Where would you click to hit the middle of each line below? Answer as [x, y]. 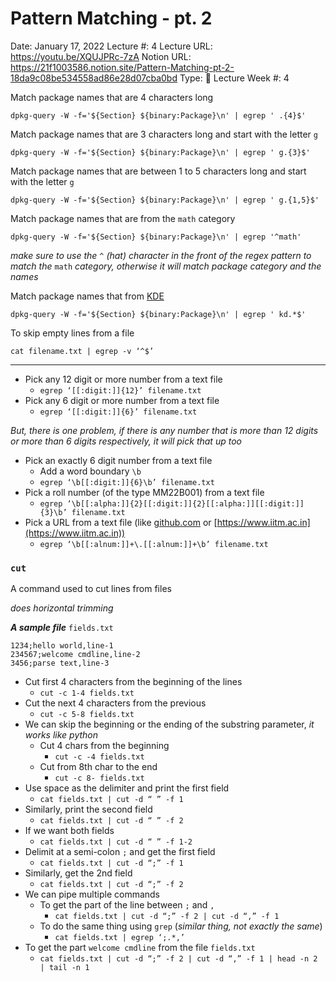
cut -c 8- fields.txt [99, 778]
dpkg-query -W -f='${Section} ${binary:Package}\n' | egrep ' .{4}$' [158, 115]
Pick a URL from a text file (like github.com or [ [121, 522]
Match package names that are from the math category [123, 218]
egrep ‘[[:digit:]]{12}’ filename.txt [120, 390]
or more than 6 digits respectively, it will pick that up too [126, 441]
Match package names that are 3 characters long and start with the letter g [164, 134]
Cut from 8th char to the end [98, 767]
